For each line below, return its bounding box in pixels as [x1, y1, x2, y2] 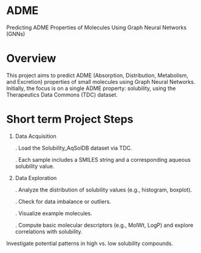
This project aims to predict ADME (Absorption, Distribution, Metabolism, [6, 71, 189, 79]
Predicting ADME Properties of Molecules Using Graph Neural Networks [6, 24, 187, 31]
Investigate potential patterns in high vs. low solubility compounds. [6, 240, 174, 247]
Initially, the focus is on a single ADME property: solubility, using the [6, 85, 176, 92]
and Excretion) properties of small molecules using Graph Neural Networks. [6, 78, 196, 85]
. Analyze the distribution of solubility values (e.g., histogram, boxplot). [15, 186, 192, 193]
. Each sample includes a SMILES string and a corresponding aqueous [15, 156, 191, 163]
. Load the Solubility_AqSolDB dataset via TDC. [15, 144, 132, 151]
